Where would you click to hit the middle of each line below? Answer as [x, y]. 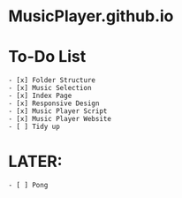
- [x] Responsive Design [54, 103]
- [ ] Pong [28, 186]
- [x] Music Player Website [60, 119]
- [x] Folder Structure [52, 80]
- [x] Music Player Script [58, 111]
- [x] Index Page [40, 96]
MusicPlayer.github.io [91, 16]
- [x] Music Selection [50, 88]
